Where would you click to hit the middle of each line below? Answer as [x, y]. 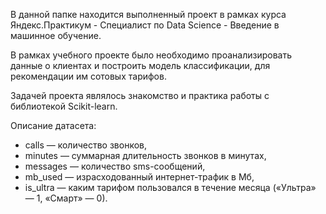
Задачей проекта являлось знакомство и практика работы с [140, 95]
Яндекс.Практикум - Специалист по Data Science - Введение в [145, 25]
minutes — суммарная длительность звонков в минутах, [145, 155]
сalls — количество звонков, [85, 145]
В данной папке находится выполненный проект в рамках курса [148, 14]
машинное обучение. [56, 35]
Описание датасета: [53, 125]
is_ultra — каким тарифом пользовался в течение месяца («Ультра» [170, 187]
